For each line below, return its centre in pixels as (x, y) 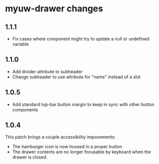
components (25, 109)
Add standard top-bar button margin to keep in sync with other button (83, 104)
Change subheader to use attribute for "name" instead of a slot (76, 77)
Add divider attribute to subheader (47, 71)
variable (20, 44)
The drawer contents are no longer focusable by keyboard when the (82, 152)
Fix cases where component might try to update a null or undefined (81, 39)
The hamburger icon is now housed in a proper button (67, 147)
